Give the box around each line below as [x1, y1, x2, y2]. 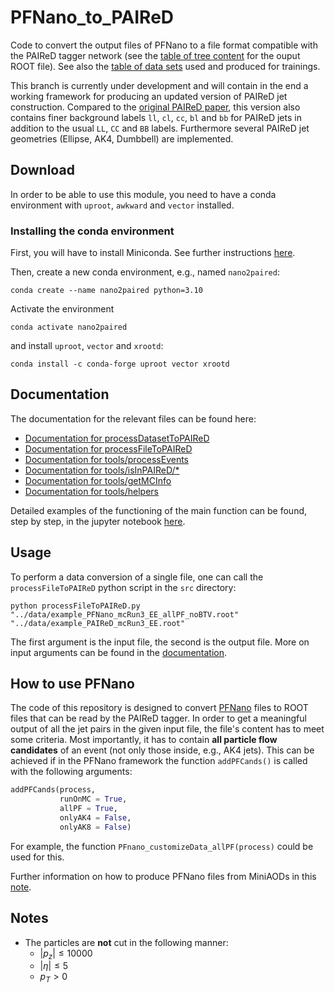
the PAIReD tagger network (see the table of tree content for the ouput [10, 49, 301, 61]
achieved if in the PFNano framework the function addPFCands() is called [10, 755, 308, 767]
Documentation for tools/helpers [24, 485, 160, 497]
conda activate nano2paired [10, 322, 128, 333]
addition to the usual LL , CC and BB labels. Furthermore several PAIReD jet [10, 122, 310, 134]
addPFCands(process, [10, 785, 97, 795]
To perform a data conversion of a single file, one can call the [10, 571, 264, 583]
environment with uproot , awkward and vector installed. [10, 199, 235, 211]
